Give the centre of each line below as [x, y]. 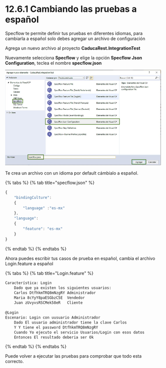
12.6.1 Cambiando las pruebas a [71, 9]
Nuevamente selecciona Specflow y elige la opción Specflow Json [74, 57]
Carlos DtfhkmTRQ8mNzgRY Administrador [55, 293]
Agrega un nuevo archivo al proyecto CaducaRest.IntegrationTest [73, 48]
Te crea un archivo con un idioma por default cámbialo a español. [72, 173]
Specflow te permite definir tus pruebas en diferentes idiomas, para [74, 33]
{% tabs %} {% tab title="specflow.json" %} [50, 183]
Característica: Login [28, 283]
